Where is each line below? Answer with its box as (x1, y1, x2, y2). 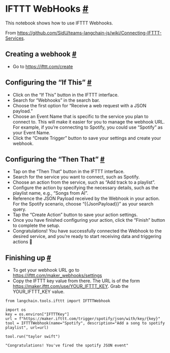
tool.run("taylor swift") (5, 334, 60, 339)
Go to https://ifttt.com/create (12, 63, 73, 69)
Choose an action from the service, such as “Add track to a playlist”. (12, 179, 155, 186)
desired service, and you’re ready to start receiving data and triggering (12, 233, 162, 240)
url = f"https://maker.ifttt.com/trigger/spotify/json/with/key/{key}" (5, 316, 160, 321)
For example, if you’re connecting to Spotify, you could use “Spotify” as (12, 124, 163, 130)
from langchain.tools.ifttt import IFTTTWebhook (5, 299, 110, 304)
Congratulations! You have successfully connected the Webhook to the (12, 228, 162, 234)
